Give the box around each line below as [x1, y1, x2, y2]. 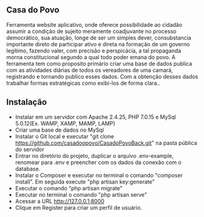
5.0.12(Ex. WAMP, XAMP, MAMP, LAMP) [15, 119, 116, 127]
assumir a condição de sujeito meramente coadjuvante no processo [6, 27, 177, 35]
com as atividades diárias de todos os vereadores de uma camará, [6, 66, 174, 74]
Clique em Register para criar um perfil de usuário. [15, 204, 142, 211]
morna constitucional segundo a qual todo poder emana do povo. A [6, 53, 176, 60]
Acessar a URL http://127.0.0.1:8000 [15, 197, 105, 205]
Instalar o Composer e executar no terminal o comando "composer [15, 171, 183, 179]
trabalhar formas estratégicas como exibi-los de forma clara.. [6, 79, 160, 87]
